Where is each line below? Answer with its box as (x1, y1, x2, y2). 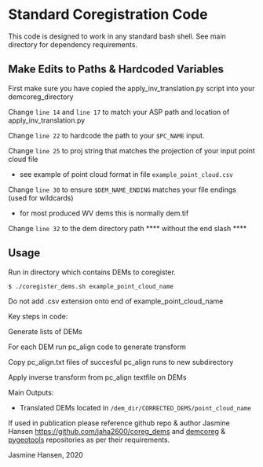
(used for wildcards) (8, 193, 74, 202)
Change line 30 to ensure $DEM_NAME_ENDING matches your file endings (8, 185, 237, 194)
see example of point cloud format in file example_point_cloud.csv (19, 169, 233, 178)
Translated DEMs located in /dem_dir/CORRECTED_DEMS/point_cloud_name (19, 403, 251, 412)
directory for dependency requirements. (8, 39, 138, 49)
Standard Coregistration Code (8, 6, 208, 24)
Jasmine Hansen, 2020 (8, 450, 84, 459)
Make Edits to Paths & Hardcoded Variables (8, 63, 225, 76)
